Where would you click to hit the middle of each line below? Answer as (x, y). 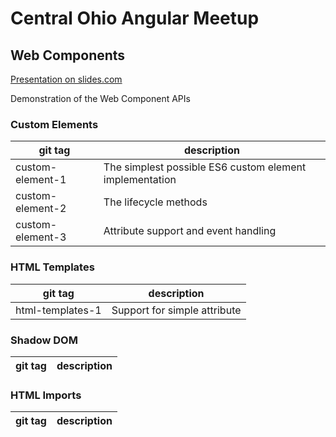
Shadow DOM (44, 340)
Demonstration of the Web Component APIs (100, 98)
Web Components (68, 55)
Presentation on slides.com (66, 79)
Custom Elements (54, 124)
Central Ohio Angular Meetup (135, 18)
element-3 (41, 237)
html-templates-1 (58, 310)
